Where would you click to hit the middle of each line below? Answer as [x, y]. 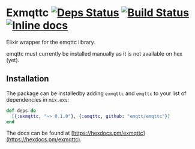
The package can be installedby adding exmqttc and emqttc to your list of [96, 93]
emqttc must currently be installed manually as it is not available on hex [94, 53]
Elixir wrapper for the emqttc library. [51, 42]
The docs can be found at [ [40, 133]
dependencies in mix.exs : [38, 99]
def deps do [21, 111]
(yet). [13, 60]
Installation [28, 79]
